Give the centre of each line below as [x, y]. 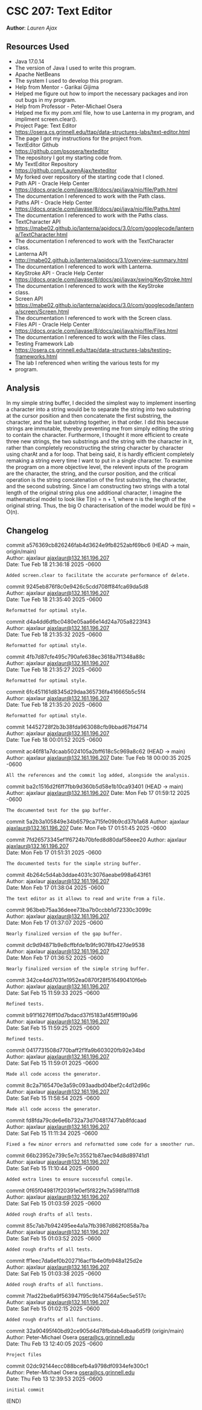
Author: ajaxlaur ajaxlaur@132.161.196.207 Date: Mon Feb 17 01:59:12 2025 [98, 793]
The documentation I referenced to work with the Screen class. [93, 317]
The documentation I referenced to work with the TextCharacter [94, 241]
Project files [24, 1355]
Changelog [27, 530]
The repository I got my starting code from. [68, 158]
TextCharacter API [38, 222]
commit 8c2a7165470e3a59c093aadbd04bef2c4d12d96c [78, 1085]
